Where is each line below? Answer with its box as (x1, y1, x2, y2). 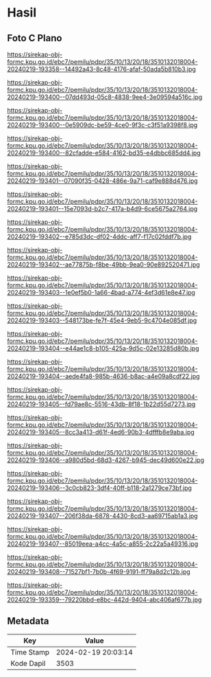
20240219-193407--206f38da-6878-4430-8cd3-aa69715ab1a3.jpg (7, 512, 198, 520)
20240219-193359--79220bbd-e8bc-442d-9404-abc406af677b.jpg (7, 596, 202, 603)
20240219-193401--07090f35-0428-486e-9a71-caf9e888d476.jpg (7, 177, 198, 185)
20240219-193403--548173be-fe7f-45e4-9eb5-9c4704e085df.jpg (7, 316, 197, 324)
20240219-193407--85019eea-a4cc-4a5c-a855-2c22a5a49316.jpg (7, 540, 199, 548)
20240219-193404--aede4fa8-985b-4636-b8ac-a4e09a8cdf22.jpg (7, 373, 200, 380)
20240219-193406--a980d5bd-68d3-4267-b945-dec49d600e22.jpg (7, 456, 204, 464)
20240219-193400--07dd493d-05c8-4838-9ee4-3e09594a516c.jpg (7, 93, 203, 101)
